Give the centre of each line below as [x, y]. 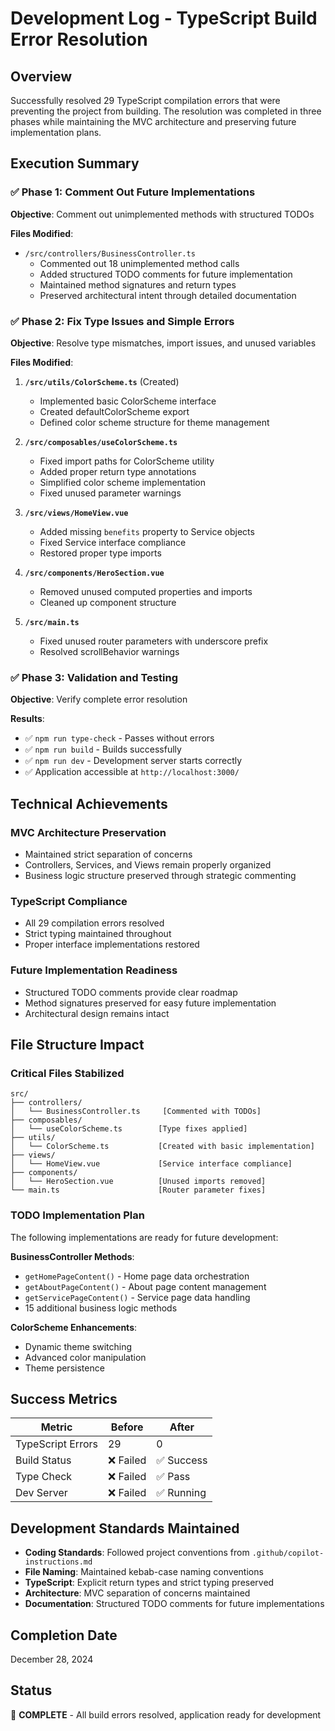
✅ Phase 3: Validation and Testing [94, 677]
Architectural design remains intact [97, 1013]
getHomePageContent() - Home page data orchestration [137, 1276]
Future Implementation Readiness [94, 970]
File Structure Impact [77, 1044]
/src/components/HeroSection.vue [94, 573]
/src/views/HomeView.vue [76, 513]
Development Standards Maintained [125, 1528]
